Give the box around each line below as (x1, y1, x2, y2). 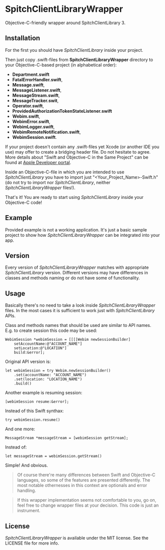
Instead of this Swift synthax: (5, 408, 64, 414)
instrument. (17, 508, 41, 514)
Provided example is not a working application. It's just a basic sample (5, 226, 147, 232)
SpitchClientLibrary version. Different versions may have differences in (5, 270, 148, 276)
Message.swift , (12, 82, 45, 88)
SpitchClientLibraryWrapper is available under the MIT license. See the (5, 535, 149, 541)
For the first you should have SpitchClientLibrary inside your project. (5, 47, 143, 53)
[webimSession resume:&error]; (5, 399, 69, 404)
